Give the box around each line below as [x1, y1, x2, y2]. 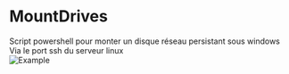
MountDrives [9, 6, 109, 27]
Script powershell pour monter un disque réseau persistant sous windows [9, 36, 281, 46]
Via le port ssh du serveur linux [9, 45, 124, 55]
